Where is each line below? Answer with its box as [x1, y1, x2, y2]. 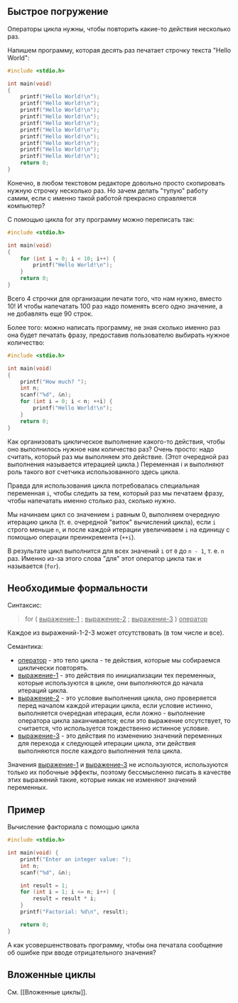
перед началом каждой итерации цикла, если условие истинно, [17, 702, 213, 710]
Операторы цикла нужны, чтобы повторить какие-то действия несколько [7, 24, 231, 33]
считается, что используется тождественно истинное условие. [17, 724, 210, 733]
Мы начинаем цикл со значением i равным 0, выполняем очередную [7, 510, 220, 518]
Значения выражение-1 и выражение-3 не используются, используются [7, 761, 229, 769]
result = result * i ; [33, 895, 97, 902]
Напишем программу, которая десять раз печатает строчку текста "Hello [7, 45, 232, 54]
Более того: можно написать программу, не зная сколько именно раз [7, 323, 220, 331]
